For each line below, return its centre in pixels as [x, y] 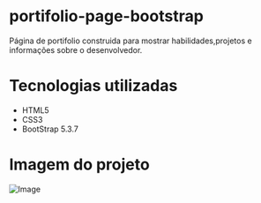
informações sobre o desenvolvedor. [76, 49]
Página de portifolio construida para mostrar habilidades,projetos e [131, 41]
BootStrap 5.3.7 [50, 129]
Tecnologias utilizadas [93, 86]
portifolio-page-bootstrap [107, 16]
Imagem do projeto [79, 165]
